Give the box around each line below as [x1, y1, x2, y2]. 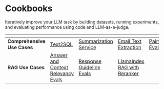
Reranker [118, 70, 139, 77]
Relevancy [50, 70, 74, 77]
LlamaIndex [118, 58, 144, 65]
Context [50, 64, 68, 71]
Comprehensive [7, 37, 45, 44]
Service [79, 44, 97, 51]
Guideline [79, 64, 101, 71]
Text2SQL [50, 41, 73, 48]
